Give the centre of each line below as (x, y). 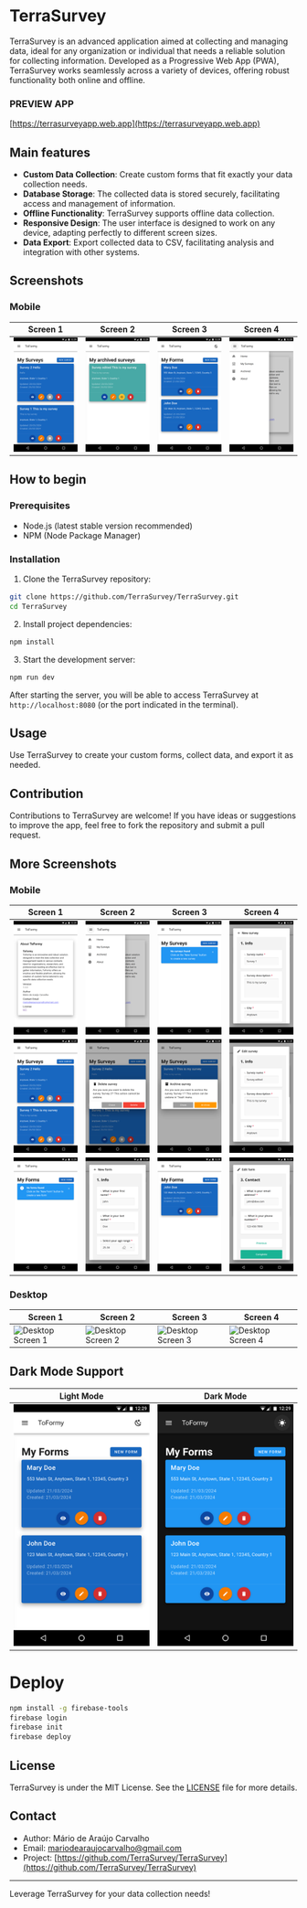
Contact (33, 1816)
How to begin (48, 480)
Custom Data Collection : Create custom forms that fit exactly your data (158, 175)
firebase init (37, 1727)
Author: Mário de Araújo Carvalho (86, 1838)
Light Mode (81, 1396)
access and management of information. (99, 204)
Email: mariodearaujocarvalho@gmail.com (102, 1848)
